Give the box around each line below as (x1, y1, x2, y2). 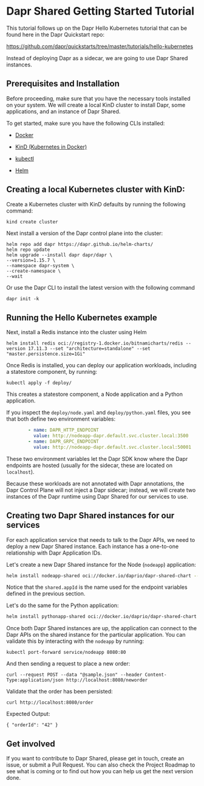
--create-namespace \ (6, 268, 61, 275)
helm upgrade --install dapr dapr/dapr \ (6, 252, 113, 258)
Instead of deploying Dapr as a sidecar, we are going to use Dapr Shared (6, 54, 188, 61)
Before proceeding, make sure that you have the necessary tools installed (6, 94, 191, 102)
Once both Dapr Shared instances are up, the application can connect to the (6, 625, 197, 632)
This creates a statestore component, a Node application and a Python (6, 391, 183, 398)
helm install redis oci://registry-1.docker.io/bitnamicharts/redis (6, 340, 183, 346)
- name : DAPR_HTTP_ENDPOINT (28, 427, 99, 433)
